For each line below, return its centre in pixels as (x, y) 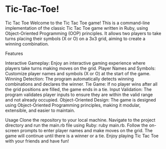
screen (12, 130)
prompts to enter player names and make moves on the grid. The (86, 130)
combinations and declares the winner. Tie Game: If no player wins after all (81, 84)
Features (14, 53)
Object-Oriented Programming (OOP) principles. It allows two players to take (83, 33)
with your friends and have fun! (37, 141)
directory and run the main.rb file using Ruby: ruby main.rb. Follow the (77, 125)
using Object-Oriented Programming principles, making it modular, (73, 105)
